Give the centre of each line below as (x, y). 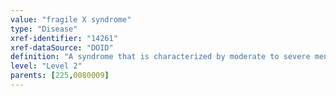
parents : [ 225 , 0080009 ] (60, 76)
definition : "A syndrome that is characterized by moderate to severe (160, 57)
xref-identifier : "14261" (64, 38)
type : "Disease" (44, 29)
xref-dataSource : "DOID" (62, 47)
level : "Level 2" (46, 66)
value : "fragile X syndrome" (71, 19)
